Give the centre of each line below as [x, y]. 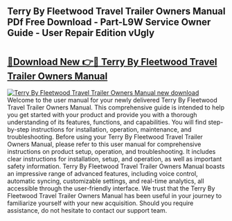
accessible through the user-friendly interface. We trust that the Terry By [111, 188]
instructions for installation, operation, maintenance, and [111, 130]
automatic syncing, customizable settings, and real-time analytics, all [106, 181]
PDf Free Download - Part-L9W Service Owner [109, 23]
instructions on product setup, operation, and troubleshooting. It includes [111, 151]
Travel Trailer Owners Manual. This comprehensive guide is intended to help [116, 107]
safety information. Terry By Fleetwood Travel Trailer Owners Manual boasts [116, 166]
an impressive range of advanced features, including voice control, [103, 174]
